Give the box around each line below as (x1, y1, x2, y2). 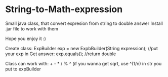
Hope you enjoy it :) (5, 35, 47, 42)
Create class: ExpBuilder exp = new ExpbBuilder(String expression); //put (5, 45, 158, 51)
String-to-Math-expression (5, 4, 123, 15)
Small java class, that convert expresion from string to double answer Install (5, 20, 163, 26)
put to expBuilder (5, 66, 41, 72)
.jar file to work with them (5, 25, 58, 31)
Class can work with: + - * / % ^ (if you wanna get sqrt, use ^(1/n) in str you (5, 60, 162, 66)
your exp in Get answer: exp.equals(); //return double (5, 51, 116, 57)
